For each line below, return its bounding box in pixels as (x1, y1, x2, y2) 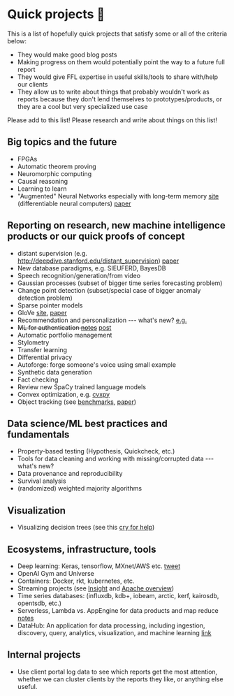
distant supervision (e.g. (17, 249, 87, 257)
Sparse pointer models (17, 300, 83, 310)
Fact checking (17, 375, 59, 384)
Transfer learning (17, 345, 68, 354)
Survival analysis (17, 477, 66, 485)
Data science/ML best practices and (7, 417, 168, 429)
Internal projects (7, 649, 81, 661)
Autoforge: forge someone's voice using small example (17, 360, 177, 369)
